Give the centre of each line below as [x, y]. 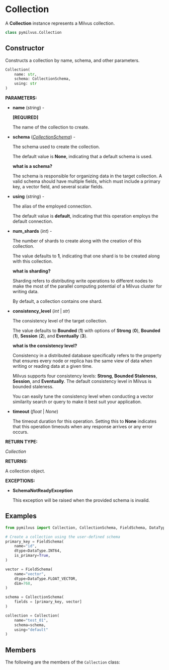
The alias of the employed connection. [52, 206]
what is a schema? [32, 166]
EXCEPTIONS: [20, 481]
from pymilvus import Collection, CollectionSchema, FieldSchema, [76, 527]
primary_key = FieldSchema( [35, 542]
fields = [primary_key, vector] [48, 602]
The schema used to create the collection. [56, 147]
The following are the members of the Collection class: [63, 662]
